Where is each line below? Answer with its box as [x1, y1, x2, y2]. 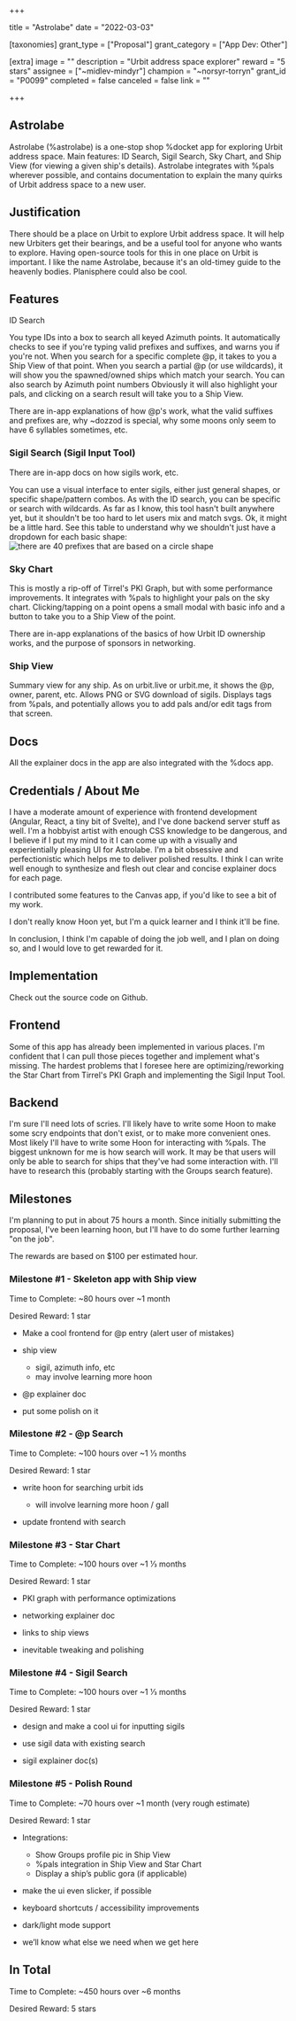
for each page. [9, 872, 64, 882]
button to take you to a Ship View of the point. [9, 611, 177, 622]
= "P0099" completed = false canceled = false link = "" [9, 75, 210, 85]
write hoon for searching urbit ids [21, 1481, 144, 1493]
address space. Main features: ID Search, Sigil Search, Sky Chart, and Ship [9, 151, 282, 161]
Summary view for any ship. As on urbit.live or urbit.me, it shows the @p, [9, 680, 275, 691]
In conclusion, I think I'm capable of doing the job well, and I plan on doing [9, 933, 280, 944]
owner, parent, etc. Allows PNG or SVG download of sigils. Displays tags [9, 689, 272, 700]
